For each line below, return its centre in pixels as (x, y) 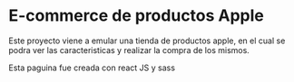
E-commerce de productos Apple (137, 16)
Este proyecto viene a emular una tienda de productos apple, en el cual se (147, 41)
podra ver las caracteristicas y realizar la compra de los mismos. (129, 50)
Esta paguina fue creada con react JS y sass (92, 68)
